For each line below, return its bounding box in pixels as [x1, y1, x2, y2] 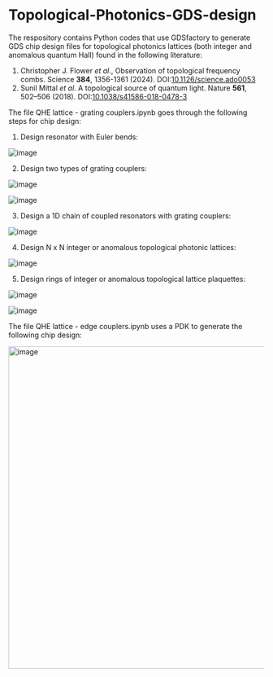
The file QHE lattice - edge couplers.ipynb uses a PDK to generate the [8, 321, 243, 331]
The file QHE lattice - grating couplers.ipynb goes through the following [8, 108, 248, 117]
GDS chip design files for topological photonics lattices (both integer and [8, 41, 252, 51]
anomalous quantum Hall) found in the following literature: [8, 50, 203, 59]
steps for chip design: [8, 116, 81, 125]
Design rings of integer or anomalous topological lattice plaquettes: [19, 274, 246, 284]
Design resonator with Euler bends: [19, 132, 138, 142]
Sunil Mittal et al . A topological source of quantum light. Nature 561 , [19, 83, 247, 93]
